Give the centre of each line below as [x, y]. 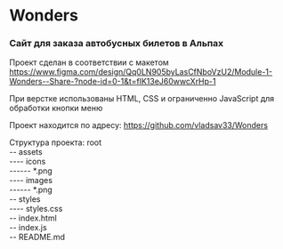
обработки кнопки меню [56, 108]
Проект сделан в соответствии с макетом [89, 62]
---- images [31, 181]
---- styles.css [36, 209]
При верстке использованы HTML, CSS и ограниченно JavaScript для [142, 99]
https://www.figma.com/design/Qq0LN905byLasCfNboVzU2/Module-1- [141, 72]
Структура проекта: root [56, 142]
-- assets [26, 152]
